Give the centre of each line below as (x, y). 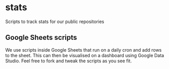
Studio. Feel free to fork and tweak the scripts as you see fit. (69, 61)
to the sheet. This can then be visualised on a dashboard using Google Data (85, 55)
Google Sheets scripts (41, 38)
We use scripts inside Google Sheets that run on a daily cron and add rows (83, 50)
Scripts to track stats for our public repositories (55, 21)
